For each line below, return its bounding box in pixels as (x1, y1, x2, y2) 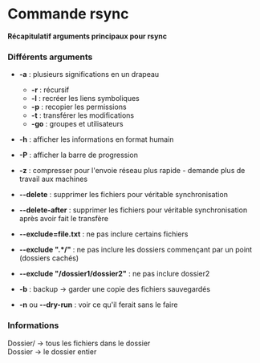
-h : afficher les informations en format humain (18, 135, 174, 144)
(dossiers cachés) (18, 253, 79, 263)
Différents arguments (7, 51, 93, 63)
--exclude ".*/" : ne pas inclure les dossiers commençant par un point (18, 245, 253, 255)
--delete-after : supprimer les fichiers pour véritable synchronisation (18, 205, 248, 215)
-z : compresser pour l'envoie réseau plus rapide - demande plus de (18, 166, 246, 175)
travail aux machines (18, 174, 88, 184)
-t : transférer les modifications (30, 111, 134, 120)
